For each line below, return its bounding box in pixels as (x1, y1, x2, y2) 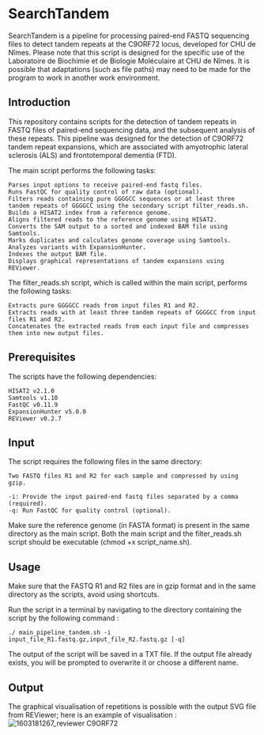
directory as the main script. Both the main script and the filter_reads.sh (8, 529, 243, 538)
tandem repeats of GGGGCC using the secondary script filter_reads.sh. (8, 202, 249, 209)
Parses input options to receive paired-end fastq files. (8, 181, 203, 189)
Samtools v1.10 (8, 394, 58, 401)
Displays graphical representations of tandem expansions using (8, 257, 224, 265)
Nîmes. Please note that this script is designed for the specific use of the (8, 47, 245, 57)
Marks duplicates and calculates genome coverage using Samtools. (8, 236, 232, 244)
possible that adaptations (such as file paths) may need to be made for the (8, 64, 251, 73)
